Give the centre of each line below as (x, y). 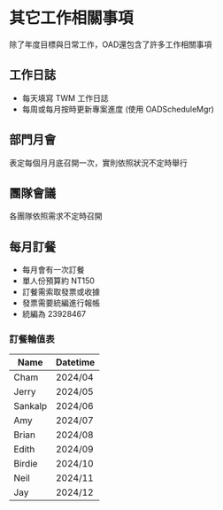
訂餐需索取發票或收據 (61, 292)
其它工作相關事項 (72, 18)
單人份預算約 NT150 (58, 281)
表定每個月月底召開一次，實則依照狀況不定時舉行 (98, 162)
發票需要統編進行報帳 (61, 303)
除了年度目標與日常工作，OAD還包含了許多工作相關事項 (111, 44)
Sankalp (31, 406)
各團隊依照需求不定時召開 (56, 216)
